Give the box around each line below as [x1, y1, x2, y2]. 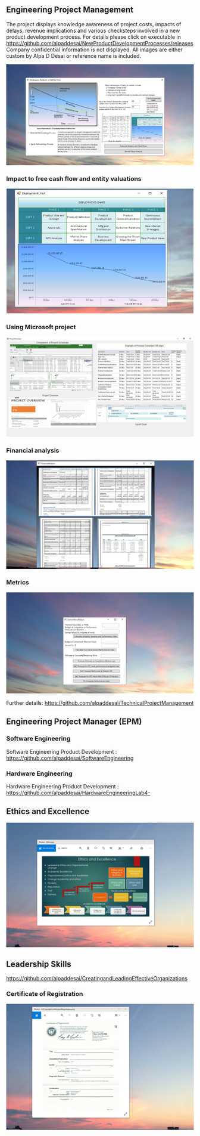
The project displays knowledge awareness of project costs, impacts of [6, 20, 182, 27]
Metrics [6, 578, 29, 587]
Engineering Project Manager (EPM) [6, 717, 142, 727]
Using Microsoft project [6, 323, 76, 332]
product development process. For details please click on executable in [6, 33, 182, 41]
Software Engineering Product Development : [6, 748, 117, 755]
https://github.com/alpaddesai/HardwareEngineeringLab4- [6, 789, 151, 796]
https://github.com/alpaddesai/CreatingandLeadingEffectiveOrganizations [6, 975, 187, 982]
